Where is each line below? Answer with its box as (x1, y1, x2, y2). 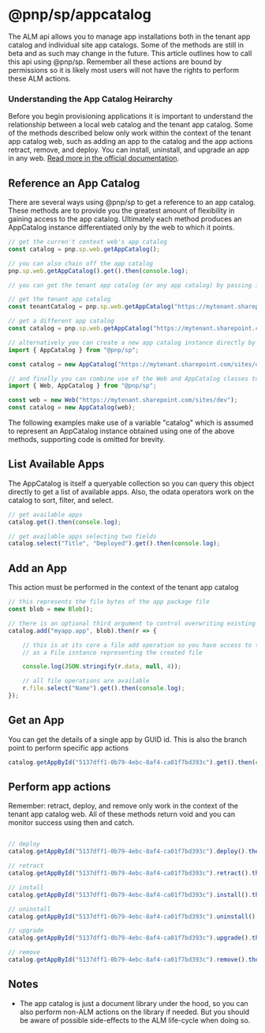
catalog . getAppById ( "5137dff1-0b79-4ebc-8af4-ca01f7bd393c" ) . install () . (8, 891, 252, 899)
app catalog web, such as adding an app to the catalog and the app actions (8, 137, 253, 146)
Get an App (8, 713, 65, 727)
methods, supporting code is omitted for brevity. (8, 435, 166, 445)
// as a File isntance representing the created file (22, 649, 203, 657)
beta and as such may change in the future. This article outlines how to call (8, 48, 252, 58)
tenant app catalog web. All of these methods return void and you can (8, 809, 235, 819)
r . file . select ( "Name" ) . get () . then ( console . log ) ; (22, 684, 185, 693)
